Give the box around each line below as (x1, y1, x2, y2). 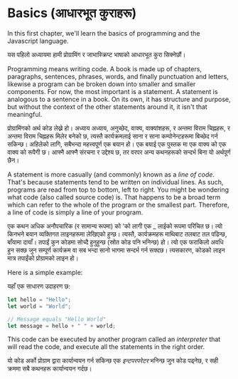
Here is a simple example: (7, 268, 83, 276)
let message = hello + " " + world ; (7, 322, 116, 329)
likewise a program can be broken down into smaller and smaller (7, 80, 196, 88)
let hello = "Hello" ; (7, 296, 72, 303)
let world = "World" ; (7, 303, 72, 310)
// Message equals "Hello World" (7, 316, 107, 323)
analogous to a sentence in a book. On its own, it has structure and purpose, (7, 95, 231, 103)
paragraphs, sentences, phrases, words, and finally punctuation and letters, (7, 72, 229, 81)
